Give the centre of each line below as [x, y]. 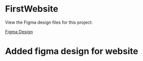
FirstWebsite [32, 9]
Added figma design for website [72, 51]
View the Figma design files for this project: [49, 22]
